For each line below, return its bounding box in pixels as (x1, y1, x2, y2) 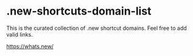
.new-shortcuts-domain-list (6, 4, 152, 18)
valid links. (6, 30, 33, 38)
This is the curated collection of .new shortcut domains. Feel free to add (6, 24, 187, 32)
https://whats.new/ (6, 43, 54, 50)
